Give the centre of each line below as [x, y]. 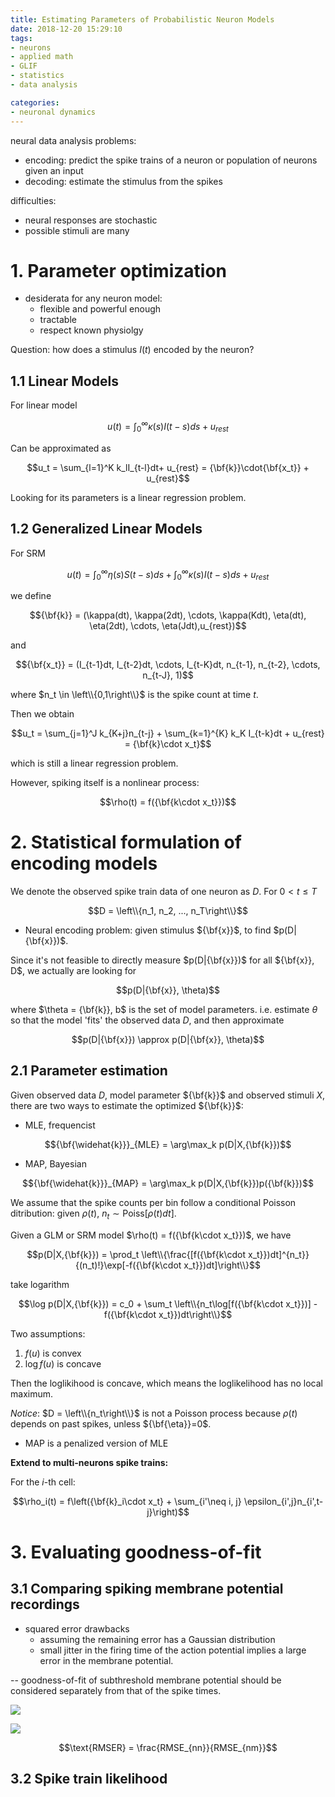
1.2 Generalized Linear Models [106, 529]
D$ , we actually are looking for [73, 970]
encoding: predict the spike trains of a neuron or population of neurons [171, 160]
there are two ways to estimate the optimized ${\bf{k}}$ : [127, 1105]
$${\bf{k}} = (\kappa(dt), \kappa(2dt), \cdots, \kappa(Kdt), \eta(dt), [168, 615]
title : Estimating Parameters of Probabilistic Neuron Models [142, 19]
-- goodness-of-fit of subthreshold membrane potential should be [146, 1680]
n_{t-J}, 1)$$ [168, 675]
